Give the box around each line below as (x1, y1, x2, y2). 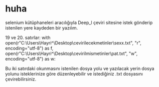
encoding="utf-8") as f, (5, 45, 54, 51)
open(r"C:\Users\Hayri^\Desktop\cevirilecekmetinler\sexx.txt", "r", (5, 39, 141, 45)
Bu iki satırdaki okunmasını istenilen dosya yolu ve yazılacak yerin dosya (5, 65, 154, 71)
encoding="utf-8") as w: (5, 55, 56, 61)
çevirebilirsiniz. (5, 76, 37, 82)
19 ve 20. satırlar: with (5, 34, 51, 40)
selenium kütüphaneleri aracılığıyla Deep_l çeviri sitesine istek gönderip (5, 19, 153, 25)
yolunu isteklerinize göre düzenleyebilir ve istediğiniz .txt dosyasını (5, 70, 143, 76)
